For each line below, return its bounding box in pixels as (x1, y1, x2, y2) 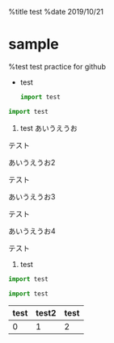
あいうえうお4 (8, 226, 57, 236)
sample (8, 36, 59, 53)
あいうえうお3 (8, 191, 56, 201)
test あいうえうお (19, 123, 78, 132)
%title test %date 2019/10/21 (8, 7, 103, 16)
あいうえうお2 (8, 157, 56, 167)
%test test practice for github (8, 61, 107, 71)
